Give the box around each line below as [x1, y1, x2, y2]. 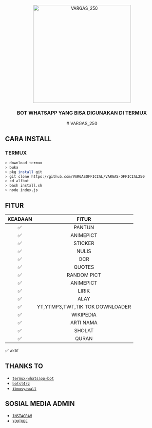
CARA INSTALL [5, 134, 52, 143]
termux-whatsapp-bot [12, 376, 54, 381]
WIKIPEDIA [71, 311, 96, 318]
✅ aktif [5, 347, 19, 353]
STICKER [74, 239, 95, 246]
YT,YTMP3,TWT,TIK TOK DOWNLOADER [37, 303, 131, 310]
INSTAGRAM [12, 413, 33, 418]
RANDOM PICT [66, 271, 101, 278]
